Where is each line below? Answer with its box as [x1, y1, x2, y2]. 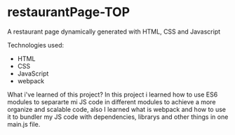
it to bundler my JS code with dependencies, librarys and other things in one [7, 113, 229, 121]
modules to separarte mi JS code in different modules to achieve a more [7, 97, 216, 106]
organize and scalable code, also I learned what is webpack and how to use [7, 105, 227, 113]
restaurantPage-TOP [7, 4, 130, 20]
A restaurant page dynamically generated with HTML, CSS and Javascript [7, 27, 221, 36]
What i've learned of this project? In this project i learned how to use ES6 [7, 90, 218, 99]
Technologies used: [7, 41, 65, 49]
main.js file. [7, 120, 41, 128]
